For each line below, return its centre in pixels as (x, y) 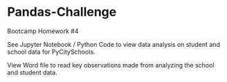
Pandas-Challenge (62, 12)
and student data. (32, 72)
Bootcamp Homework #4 (43, 31)
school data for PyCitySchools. (51, 52)
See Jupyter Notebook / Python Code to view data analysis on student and (113, 44)
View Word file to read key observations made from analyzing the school (111, 65)
